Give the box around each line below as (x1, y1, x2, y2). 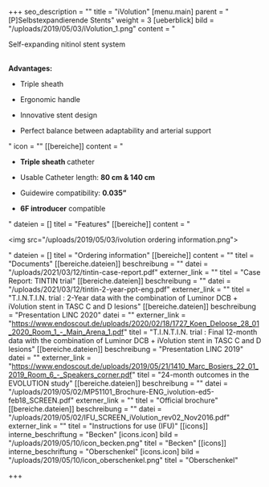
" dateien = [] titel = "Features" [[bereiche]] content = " (8, 219, 190, 228)
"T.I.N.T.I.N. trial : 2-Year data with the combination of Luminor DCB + (8, 293, 238, 302)
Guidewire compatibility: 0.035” (19, 188, 127, 198)
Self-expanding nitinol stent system (8, 39, 126, 49)
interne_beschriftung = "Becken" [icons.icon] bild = (8, 430, 179, 439)
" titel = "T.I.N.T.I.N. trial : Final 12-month (123, 327, 258, 337)
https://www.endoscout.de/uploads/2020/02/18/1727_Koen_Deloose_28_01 (11, 319, 259, 328)
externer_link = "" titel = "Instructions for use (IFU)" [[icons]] (8, 421, 209, 431)
